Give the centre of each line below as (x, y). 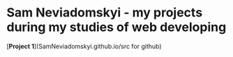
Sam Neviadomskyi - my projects (105, 13)
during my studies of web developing (116, 27)
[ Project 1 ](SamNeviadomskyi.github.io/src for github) (84, 46)
